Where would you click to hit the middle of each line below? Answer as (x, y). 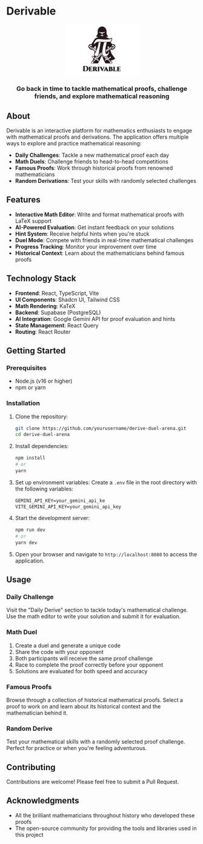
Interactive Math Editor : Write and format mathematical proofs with (99, 214)
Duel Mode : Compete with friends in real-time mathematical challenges (104, 240)
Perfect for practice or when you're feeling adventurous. (77, 748)
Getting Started (36, 351)
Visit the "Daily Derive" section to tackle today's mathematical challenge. (97, 610)
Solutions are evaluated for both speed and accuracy (81, 671)
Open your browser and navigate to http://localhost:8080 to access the (106, 554)
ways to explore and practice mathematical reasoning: (74, 143)
